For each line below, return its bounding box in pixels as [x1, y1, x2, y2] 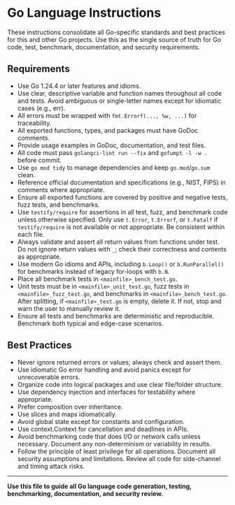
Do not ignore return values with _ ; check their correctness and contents [17, 244, 227, 253]
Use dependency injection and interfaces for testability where [17, 388, 196, 396]
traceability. [17, 119, 52, 127]
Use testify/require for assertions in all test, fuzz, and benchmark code [17, 207, 228, 216]
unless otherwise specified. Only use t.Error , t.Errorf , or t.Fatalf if [17, 215, 218, 224]
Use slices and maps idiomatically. [17, 410, 117, 418]
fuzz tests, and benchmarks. [17, 200, 100, 209]
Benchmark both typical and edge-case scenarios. [17, 319, 164, 328]
